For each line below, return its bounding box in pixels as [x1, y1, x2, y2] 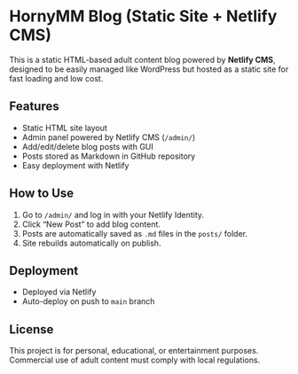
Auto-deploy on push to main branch [21, 296, 155, 307]
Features [9, 99, 59, 114]
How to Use [9, 186, 74, 201]
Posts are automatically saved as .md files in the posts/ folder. [21, 228, 248, 238]
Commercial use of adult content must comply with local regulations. [9, 355, 261, 365]
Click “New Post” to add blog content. [21, 219, 161, 230]
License [9, 322, 54, 337]
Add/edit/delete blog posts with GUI [21, 141, 153, 152]
